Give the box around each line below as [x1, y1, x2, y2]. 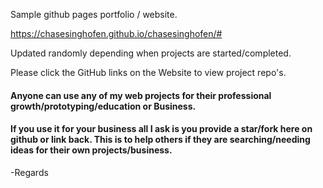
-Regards [10, 166, 49, 178]
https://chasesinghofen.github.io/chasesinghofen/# [10, 28, 223, 39]
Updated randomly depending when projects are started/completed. [10, 47, 292, 59]
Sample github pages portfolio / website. [10, 9, 178, 20]
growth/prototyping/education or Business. [10, 100, 197, 112]
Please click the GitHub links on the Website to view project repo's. [10, 67, 287, 78]
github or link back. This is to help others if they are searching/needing [10, 134, 311, 146]
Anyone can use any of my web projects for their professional [10, 89, 272, 101]
